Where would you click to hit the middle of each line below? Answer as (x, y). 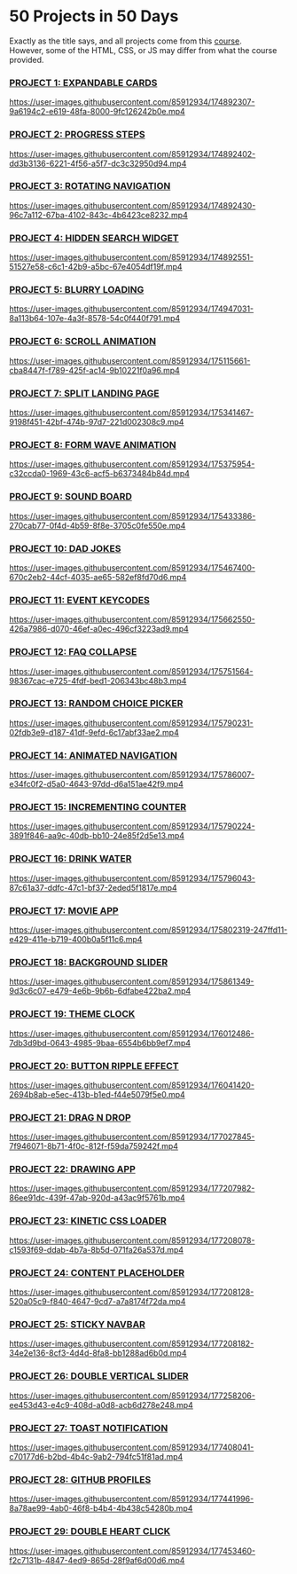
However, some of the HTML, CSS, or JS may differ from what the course (143, 50)
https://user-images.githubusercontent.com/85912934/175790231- (132, 723)
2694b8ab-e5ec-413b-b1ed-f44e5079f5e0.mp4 (98, 1094)
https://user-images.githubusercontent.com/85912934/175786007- (132, 775)
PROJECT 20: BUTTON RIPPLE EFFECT (94, 1066)
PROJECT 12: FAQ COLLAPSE (73, 652)
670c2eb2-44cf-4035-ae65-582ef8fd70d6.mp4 (98, 577)
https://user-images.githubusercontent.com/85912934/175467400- (132, 567)
